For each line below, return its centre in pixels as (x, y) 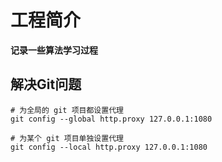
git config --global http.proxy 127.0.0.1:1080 (111, 119)
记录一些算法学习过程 (54, 50)
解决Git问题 (46, 84)
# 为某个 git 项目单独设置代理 (67, 138)
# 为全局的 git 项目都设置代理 (67, 110)
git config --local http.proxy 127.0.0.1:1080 (109, 147)
